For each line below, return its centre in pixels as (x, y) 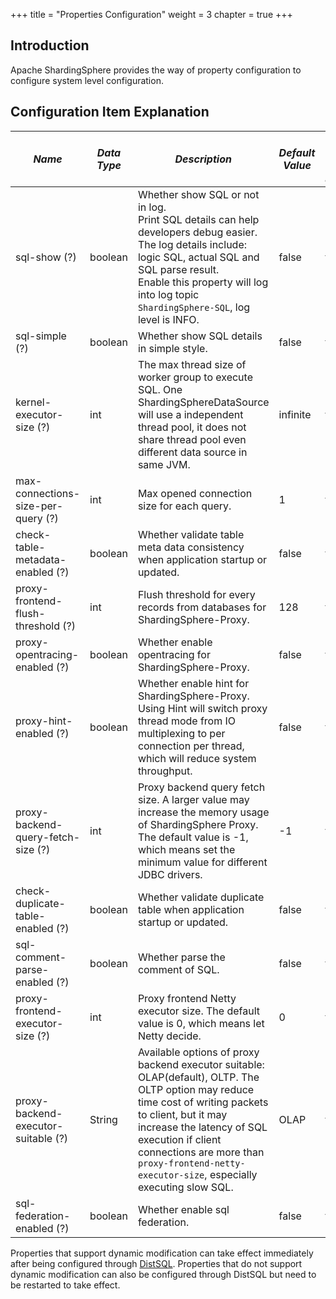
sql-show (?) (46, 257)
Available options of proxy (198, 1052)
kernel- (33, 402)
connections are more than (201, 1152)
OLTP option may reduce (196, 1089)
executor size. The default (198, 1011)
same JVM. (164, 464)
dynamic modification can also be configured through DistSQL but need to (163, 1274)
